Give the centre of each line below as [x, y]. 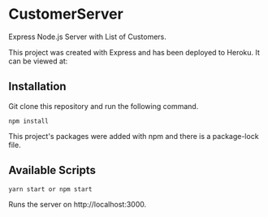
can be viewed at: [38, 61]
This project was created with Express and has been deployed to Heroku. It [134, 52]
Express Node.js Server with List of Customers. [87, 37]
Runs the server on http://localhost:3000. [78, 204]
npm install [28, 121]
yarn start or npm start [50, 189]
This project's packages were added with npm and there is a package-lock [134, 136]
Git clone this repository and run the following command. [104, 106]
